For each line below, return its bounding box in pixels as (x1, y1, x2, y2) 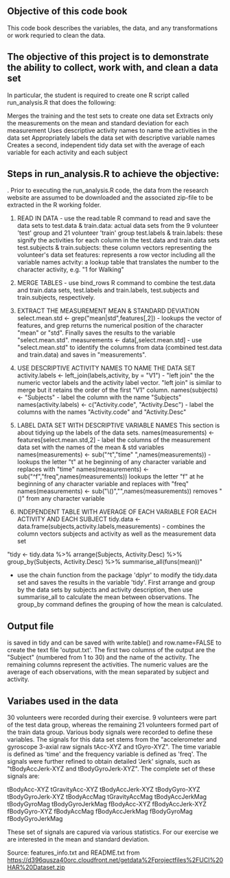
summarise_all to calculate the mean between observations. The (16, 593, 200, 601)
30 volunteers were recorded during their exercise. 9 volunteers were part (7, 713, 217, 722)
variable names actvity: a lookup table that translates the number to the (16, 258, 220, 266)
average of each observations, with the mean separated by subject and (7, 668, 209, 676)
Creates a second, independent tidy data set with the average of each (7, 140, 205, 149)
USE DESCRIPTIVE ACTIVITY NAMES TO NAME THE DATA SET (16, 364, 196, 373)
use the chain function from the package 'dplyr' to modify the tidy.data (16, 571, 218, 579)
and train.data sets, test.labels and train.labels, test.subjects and (16, 286, 200, 295)
